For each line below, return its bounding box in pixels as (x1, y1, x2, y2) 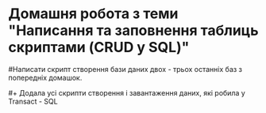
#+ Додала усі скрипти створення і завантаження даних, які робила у (8, 88, 246, 97)
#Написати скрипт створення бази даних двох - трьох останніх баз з (8, 64, 243, 73)
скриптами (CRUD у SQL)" (8, 39, 190, 56)
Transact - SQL (8, 96, 58, 106)
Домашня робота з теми (8, 5, 179, 23)
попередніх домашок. (8, 73, 83, 82)
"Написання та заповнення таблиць (8, 21, 259, 40)
